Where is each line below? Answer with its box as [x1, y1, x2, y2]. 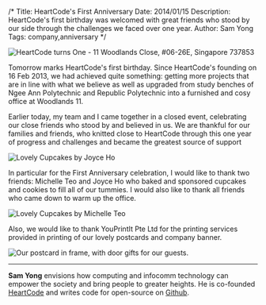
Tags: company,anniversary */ [8, 32, 107, 41]
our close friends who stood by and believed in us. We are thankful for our [8, 121, 251, 129]
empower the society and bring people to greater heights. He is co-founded [8, 280, 256, 288]
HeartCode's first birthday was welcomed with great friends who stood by [8, 15, 250, 25]
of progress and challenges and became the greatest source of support [8, 137, 242, 146]
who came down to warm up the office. [8, 194, 137, 203]
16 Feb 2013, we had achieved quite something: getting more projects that [8, 71, 249, 80]
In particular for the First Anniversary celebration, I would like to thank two [8, 168, 250, 177]
